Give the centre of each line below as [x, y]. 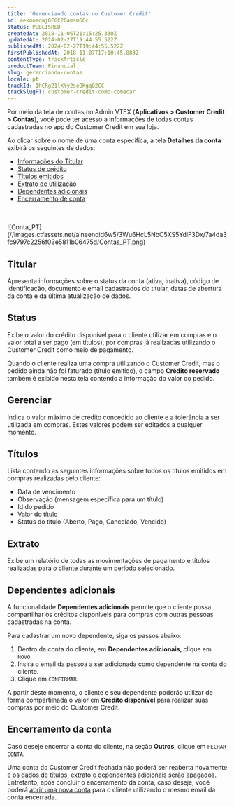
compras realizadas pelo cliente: [54, 478]
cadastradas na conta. [39, 622]
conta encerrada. [32, 797]
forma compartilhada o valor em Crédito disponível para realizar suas [108, 700]
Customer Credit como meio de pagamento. [71, 350]
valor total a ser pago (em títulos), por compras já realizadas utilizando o [111, 342]
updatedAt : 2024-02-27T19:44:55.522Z [62, 40]
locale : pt [23, 79]
